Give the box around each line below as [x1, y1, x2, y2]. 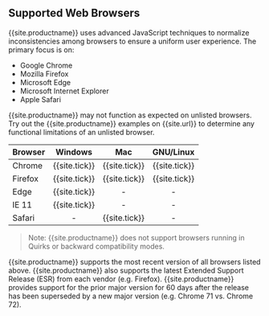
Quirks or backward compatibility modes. [27, 241, 165, 251]
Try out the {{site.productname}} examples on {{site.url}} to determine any [8, 118, 255, 128]
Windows [55, 146, 93, 158]
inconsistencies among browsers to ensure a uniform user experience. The [8, 36, 257, 46]
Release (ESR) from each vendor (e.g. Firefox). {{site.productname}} [8, 273, 234, 284]
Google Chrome [19, 60, 73, 70]
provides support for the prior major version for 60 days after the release [8, 282, 249, 292]
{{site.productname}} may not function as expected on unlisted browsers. [8, 110, 252, 120]
